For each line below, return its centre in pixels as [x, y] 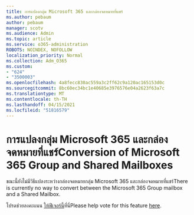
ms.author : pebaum [29, 17]
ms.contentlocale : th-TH [37, 99]
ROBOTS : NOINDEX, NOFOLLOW [39, 50]
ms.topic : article [29, 39]
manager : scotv [25, 28]
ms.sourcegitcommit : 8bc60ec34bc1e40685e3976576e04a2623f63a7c [86, 88]
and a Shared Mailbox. [33, 194]
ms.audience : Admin [30, 34]
